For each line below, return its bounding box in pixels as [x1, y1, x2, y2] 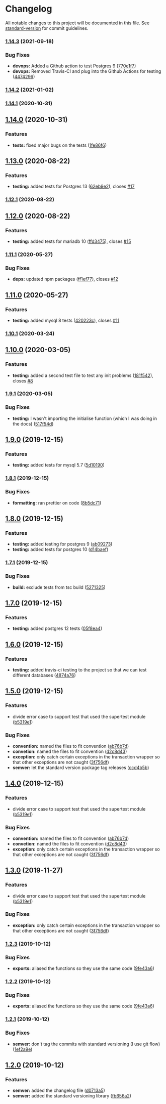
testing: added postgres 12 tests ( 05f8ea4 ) [12, 625, 103, 631]
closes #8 [12, 377, 33, 384]
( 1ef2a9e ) [12, 1046, 33, 1052]
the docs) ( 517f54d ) [12, 420, 54, 427]
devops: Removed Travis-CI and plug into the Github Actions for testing [12, 68, 161, 74]
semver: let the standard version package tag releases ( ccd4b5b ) [12, 765, 149, 771]
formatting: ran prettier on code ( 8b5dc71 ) [12, 499, 102, 506]
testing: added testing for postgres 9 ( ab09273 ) [12, 541, 113, 547]
